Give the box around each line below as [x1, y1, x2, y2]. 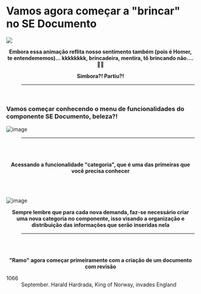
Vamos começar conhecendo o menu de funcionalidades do [6, 104, 184, 113]
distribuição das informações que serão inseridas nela [31, 221, 170, 229]
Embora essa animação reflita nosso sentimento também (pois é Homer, [8, 48, 193, 55]
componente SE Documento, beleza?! [6, 112, 118, 121]
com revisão [84, 263, 117, 271]
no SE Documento [6, 17, 97, 31]
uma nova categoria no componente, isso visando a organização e [16, 215, 185, 223]
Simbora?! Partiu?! [77, 72, 124, 79]
